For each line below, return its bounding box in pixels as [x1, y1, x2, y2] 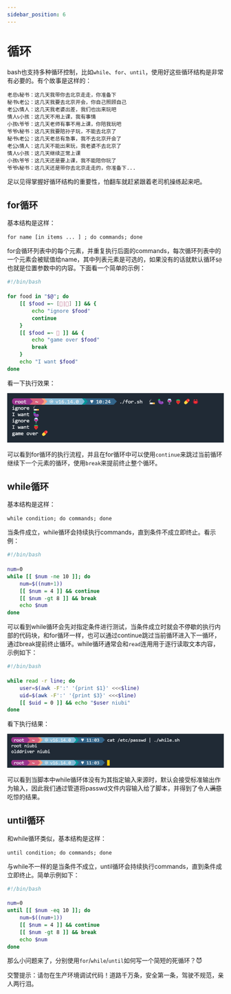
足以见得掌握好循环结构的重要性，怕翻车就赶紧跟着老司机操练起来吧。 [7, 177, 206, 186]
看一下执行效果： [7, 379, 56, 387]
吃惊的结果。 [7, 793, 43, 801]
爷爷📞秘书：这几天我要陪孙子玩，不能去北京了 [7, 128, 117, 135]
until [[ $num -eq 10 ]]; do [7, 907, 91, 914]
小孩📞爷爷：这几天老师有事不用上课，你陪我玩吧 [7, 120, 122, 127]
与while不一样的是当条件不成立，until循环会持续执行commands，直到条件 [7, 862, 217, 870]
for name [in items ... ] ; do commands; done [7, 234, 143, 241]
